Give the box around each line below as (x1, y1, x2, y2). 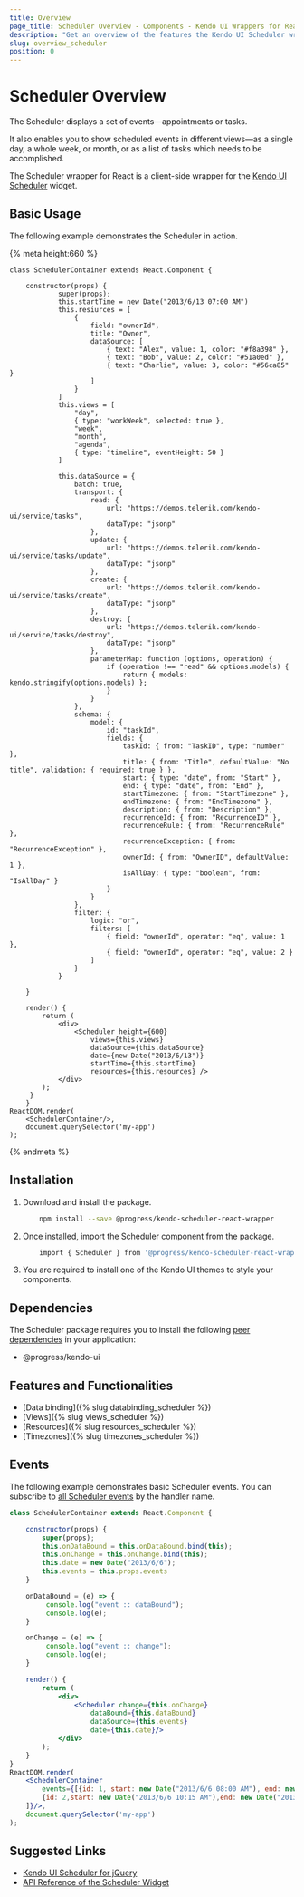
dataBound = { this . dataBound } (90, 1708, 196, 1718)
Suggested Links (9, 1843, 107, 1859)
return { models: (122, 670, 188, 679)
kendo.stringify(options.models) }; (9, 677, 147, 687)
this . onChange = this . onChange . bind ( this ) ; (42, 1550, 208, 1560)
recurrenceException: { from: (122, 836, 237, 846)
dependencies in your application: (9, 1334, 137, 1345)
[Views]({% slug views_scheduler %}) (22, 1412, 165, 1423)
